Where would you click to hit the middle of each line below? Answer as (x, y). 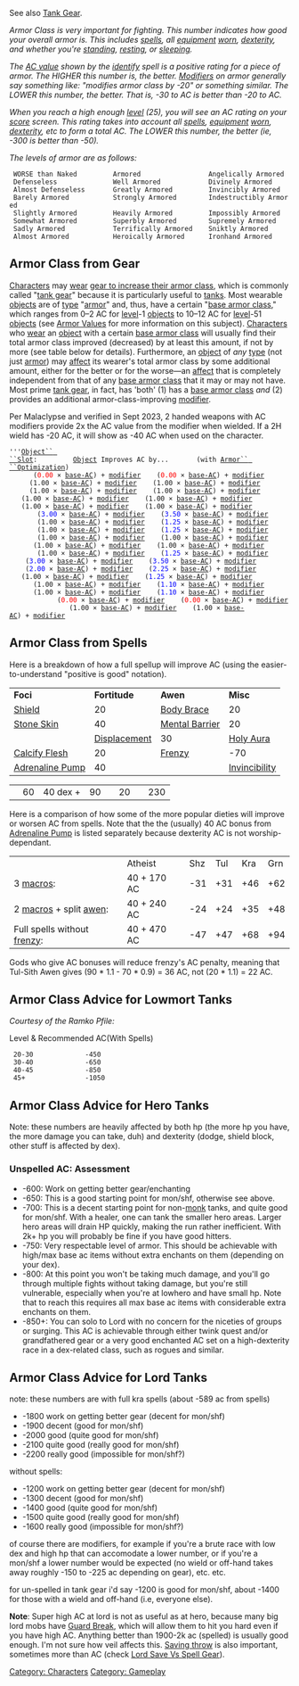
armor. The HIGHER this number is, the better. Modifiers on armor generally (148, 76)
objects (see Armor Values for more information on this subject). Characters (148, 323)
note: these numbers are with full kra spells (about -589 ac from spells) (140, 1399)
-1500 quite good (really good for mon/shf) (101, 1517)
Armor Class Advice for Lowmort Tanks (121, 1000)
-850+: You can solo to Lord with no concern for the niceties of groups (152, 1321)
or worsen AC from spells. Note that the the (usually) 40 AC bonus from (140, 823)
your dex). (41, 1264)
